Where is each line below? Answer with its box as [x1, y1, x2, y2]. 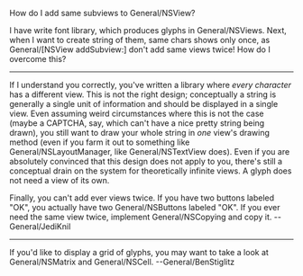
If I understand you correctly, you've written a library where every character [9, 80, 291, 90]
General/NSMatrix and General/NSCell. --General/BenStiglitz [9, 256, 235, 267]
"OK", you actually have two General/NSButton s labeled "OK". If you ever [9, 202, 280, 212]
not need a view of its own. [9, 175, 110, 185]
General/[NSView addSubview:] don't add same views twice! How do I [9, 44, 271, 55]
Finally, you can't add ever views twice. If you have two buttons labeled [9, 192, 275, 203]
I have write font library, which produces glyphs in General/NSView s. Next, [9, 25, 287, 35]
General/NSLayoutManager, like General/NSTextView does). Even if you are [9, 147, 290, 156]
